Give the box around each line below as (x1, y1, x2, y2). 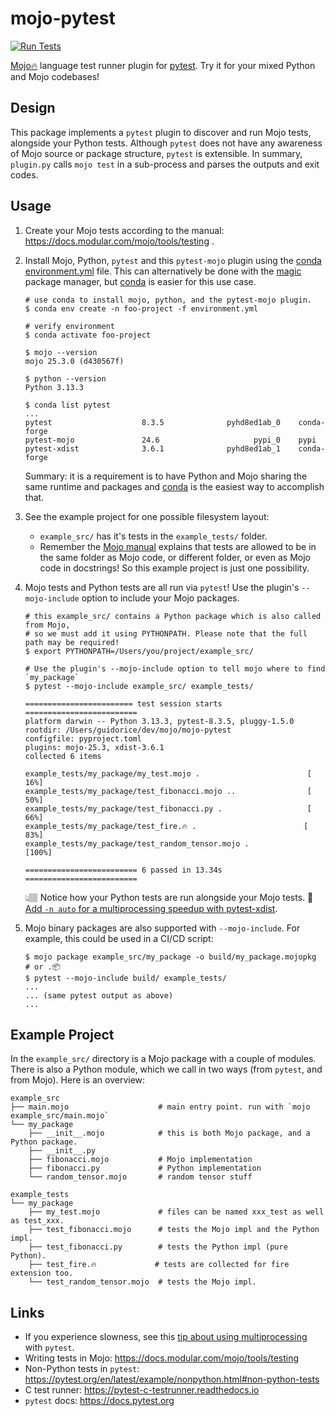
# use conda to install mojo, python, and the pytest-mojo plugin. (24, 295, 312, 305)
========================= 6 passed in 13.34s (24, 865, 223, 875)
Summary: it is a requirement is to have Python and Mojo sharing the (24, 470, 308, 482)
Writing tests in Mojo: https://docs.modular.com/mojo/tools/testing (24, 1352, 300, 1364)
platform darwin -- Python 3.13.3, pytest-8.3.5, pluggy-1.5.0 (24, 716, 295, 726)
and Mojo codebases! (10, 70, 100, 82)
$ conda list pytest (24, 400, 111, 410)
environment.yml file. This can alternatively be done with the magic (24, 265, 302, 277)
